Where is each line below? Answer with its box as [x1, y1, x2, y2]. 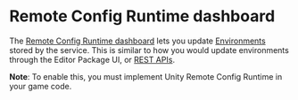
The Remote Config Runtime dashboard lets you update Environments [9, 35, 266, 46]
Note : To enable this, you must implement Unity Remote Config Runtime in [9, 71, 283, 81]
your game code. [9, 81, 72, 91]
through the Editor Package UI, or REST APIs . [9, 54, 176, 65]
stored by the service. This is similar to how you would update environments [9, 44, 290, 55]
